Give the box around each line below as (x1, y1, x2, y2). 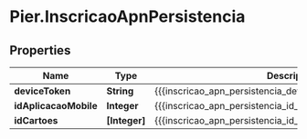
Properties (9, 43, 71, 58)
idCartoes (14, 114, 58, 126)
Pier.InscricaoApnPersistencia (9, 6, 246, 27)
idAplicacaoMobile (14, 100, 98, 112)
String (106, 84, 134, 97)
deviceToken (14, 84, 71, 97)
